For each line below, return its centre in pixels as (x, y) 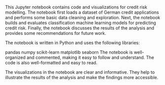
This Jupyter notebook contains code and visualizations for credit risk (76, 7)
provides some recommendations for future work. (56, 33)
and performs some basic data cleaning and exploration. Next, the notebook (83, 17)
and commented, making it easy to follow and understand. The (90, 57)
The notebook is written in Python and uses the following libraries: (72, 43)
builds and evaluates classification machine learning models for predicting (81, 23)
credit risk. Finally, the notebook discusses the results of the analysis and (80, 28)
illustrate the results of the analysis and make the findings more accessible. (82, 77)
